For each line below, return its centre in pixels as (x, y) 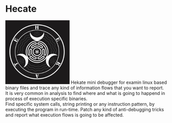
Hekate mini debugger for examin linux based (119, 82)
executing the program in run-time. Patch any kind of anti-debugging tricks (85, 109)
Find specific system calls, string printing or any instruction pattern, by (80, 104)
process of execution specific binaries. (46, 99)
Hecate (21, 9)
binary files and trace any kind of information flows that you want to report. (85, 88)
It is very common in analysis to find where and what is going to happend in (85, 93)
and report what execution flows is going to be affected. (65, 115)
